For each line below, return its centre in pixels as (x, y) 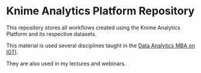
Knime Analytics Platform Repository (100, 11)
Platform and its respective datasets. (52, 34)
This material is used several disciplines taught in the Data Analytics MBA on (100, 45)
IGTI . (12, 51)
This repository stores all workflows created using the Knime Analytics (93, 28)
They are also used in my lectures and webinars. (66, 63)
